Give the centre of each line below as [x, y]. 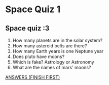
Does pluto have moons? [39, 56]
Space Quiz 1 [33, 9]
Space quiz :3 [27, 28]
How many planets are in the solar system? [58, 40]
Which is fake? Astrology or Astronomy [53, 62]
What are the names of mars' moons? [52, 67]
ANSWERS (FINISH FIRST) [33, 77]
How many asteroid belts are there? [50, 46]
